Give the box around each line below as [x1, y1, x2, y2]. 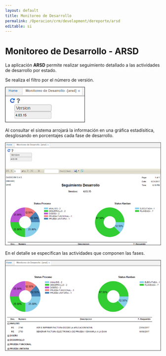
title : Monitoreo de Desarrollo [5, 13, 72, 18]
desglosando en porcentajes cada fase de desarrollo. [5, 133, 114, 139]
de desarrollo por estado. [5, 68, 57, 73]
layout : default [5, 8, 39, 13]
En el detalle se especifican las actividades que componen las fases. [5, 250, 145, 256]
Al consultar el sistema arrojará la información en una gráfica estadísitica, [5, 127, 155, 134]
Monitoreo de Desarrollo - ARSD [5, 46, 139, 57]
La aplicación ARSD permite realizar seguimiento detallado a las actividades [5, 62, 160, 68]
